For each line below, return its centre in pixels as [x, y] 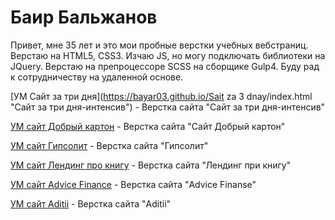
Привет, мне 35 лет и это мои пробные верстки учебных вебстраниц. [159, 45]
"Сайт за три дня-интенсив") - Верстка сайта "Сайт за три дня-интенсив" [168, 107]
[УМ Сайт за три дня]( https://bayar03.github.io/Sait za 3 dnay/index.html [161, 96]
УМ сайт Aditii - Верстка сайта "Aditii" [91, 203]
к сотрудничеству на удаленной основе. [97, 77]
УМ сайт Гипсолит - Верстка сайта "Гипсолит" [109, 145]
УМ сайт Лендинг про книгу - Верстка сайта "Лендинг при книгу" [151, 165]
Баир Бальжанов [84, 17]
